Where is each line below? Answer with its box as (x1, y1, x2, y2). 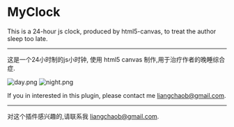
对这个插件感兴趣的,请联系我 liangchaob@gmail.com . (7, 112, 159, 120)
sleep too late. (7, 34, 48, 42)
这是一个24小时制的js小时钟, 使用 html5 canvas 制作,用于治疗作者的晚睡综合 (7, 55, 225, 63)
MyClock (7, 4, 61, 20)
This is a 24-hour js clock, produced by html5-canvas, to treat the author (7, 27, 217, 35)
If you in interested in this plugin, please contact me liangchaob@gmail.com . (7, 91, 226, 99)
